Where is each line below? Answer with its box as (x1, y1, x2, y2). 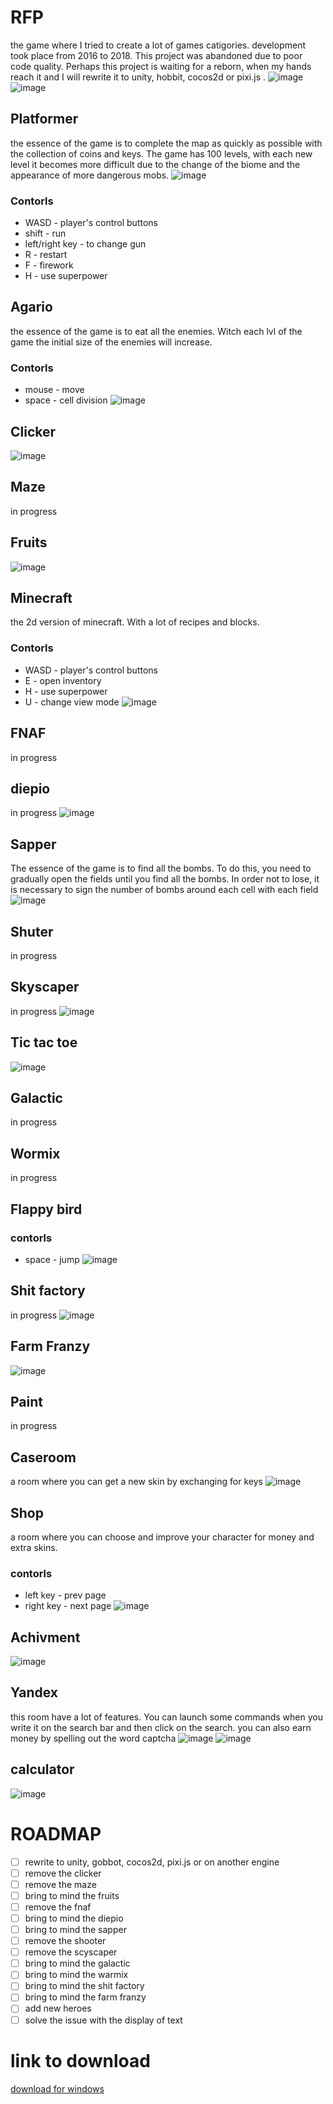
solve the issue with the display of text (24, 2014, 183, 2026)
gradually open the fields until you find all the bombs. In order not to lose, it (10, 873, 320, 885)
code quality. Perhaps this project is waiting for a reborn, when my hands (10, 60, 312, 72)
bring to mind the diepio (24, 1912, 124, 1924)
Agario (10, 299, 53, 316)
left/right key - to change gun (24, 238, 147, 250)
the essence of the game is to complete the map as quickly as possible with (10, 137, 323, 149)
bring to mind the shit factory (24, 1980, 145, 1992)
